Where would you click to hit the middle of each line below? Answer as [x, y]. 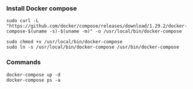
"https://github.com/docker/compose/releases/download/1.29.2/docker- [97, 26]
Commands [24, 63]
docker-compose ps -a [33, 80]
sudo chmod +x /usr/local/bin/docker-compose [64, 42]
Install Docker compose [42, 8]
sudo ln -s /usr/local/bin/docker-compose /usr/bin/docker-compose [93, 47]
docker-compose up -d [33, 75]
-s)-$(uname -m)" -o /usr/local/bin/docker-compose [115, 31]
